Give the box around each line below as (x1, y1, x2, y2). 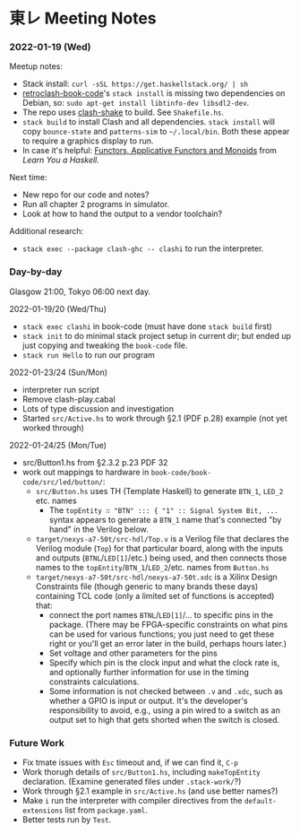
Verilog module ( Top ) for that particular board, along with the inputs (35, 543, 284, 553)
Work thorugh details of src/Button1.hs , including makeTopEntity (21, 767, 261, 778)
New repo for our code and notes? (21, 189, 150, 200)
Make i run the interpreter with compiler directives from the (21, 795, 244, 806)
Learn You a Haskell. (21, 154, 100, 166)
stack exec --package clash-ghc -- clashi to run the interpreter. (21, 243, 264, 254)
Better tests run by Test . (21, 814, 112, 825)
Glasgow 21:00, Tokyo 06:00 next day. (9, 286, 150, 297)
